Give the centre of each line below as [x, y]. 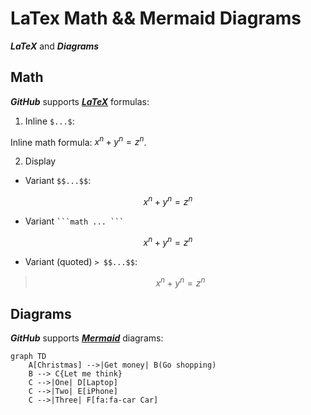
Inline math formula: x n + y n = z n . [78, 141]
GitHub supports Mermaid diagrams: [87, 338]
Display [40, 161]
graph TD [28, 357]
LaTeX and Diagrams [55, 46]
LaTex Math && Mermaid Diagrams [156, 18]
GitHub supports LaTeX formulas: [80, 101]
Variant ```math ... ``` [74, 221]
